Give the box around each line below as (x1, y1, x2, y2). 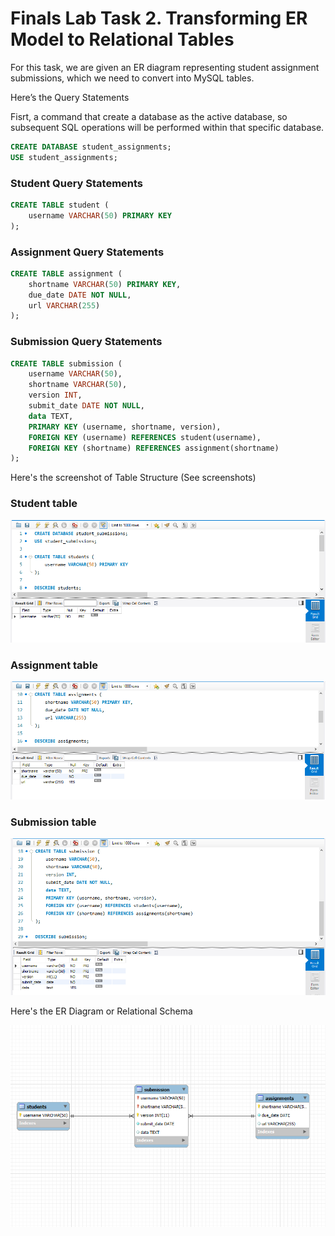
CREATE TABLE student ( (10, 200, 110, 210)
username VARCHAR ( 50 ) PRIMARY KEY (28, 210, 172, 221)
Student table (10, 497, 78, 511)
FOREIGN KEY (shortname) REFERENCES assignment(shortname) (28, 443, 280, 453)
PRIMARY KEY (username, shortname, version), (28, 422, 222, 432)
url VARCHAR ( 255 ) (28, 300, 101, 311)
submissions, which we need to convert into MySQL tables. (10, 72, 255, 84)
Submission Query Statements (10, 335, 163, 349)
